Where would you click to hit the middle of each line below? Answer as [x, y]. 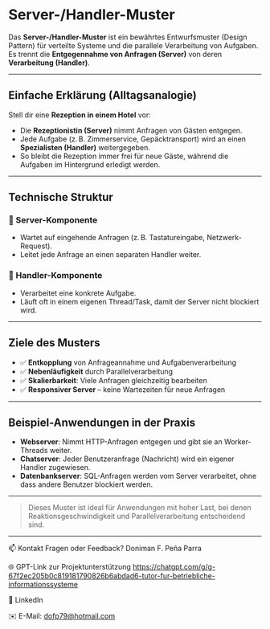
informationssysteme [43, 585]
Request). [36, 246]
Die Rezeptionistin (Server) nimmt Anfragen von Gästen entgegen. [131, 130]
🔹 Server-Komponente [53, 220]
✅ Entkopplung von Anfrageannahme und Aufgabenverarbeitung [128, 362]
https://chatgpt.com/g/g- [174, 567]
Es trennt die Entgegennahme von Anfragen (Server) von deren [115, 54]
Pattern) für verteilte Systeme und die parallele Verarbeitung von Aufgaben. [133, 45]
